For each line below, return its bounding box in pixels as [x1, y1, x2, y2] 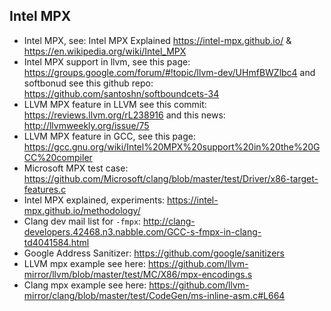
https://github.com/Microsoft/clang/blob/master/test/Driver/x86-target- [23, 172, 319, 184]
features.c [23, 183, 67, 195]
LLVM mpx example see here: [23, 257, 147, 269]
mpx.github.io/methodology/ [23, 204, 141, 216]
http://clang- [143, 215, 196, 227]
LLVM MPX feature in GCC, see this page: [23, 130, 196, 142]
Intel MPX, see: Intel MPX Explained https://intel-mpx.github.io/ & [23, 34, 292, 46]
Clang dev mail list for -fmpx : [23, 215, 142, 227]
